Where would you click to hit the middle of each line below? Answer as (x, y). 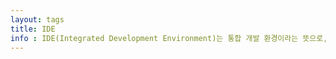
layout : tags (37, 19)
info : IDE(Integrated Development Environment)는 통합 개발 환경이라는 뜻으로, (169, 38)
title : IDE (33, 29)
